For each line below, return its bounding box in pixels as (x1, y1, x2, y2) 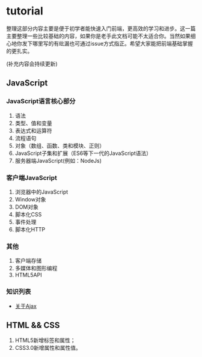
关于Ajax (14, 302, 37, 310)
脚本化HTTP (14, 225, 46, 233)
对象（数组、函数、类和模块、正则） (14, 142, 105, 149)
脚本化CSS (14, 210, 42, 218)
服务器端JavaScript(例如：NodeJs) (14, 157, 102, 164)
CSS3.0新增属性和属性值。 (14, 344, 81, 352)
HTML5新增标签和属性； (14, 337, 76, 344)
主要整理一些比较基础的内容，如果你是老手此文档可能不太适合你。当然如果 (6, 32, 191, 40)
